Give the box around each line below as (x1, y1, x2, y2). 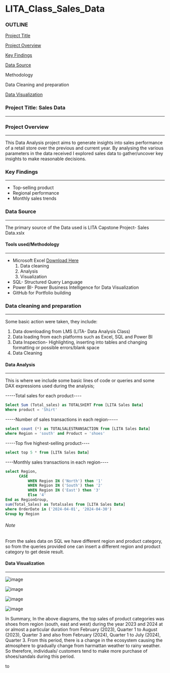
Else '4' (27, 493, 47, 498)
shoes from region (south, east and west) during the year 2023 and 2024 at (5, 621, 163, 627)
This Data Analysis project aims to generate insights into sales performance (5, 140, 163, 146)
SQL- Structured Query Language (12, 279, 83, 285)
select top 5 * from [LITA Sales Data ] (5, 450, 90, 455)
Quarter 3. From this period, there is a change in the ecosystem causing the (5, 637, 163, 643)
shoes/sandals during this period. (5, 653, 75, 659)
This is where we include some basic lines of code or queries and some (5, 378, 155, 384)
